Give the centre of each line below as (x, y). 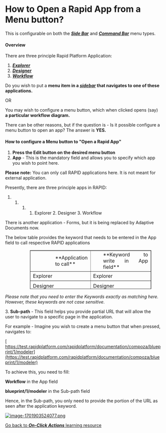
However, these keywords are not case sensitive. (55, 302)
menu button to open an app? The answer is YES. (56, 130)
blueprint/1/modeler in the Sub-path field (48, 391)
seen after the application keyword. (41, 406)
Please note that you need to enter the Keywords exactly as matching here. (82, 297)
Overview (15, 45)
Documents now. (22, 228)
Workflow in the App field (32, 382)
